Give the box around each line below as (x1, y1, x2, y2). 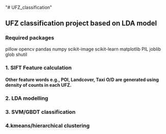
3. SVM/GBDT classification (5, 109, 76, 116)
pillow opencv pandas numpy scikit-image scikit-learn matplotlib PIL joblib (5, 46, 161, 52)
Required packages (5, 34, 54, 41)
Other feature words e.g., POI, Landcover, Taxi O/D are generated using (5, 76, 159, 83)
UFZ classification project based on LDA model (5, 19, 157, 28)
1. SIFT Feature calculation (5, 64, 72, 71)
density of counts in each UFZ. (5, 82, 72, 88)
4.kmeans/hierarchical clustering (5, 122, 90, 129)
